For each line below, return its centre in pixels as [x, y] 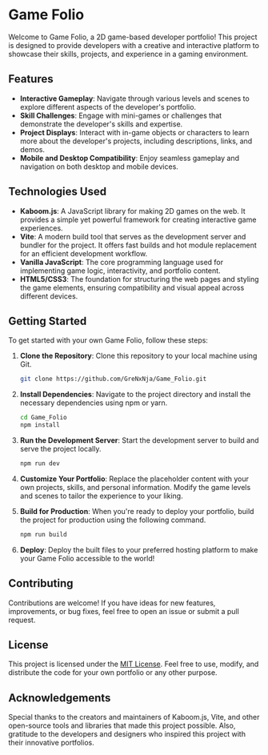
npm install [40, 425]
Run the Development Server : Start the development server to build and [139, 440]
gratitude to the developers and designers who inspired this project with [127, 734]
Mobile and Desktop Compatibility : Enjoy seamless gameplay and [130, 158]
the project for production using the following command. [113, 520]
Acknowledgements [60, 698]
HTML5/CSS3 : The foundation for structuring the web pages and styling [139, 279]
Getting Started [48, 321]
